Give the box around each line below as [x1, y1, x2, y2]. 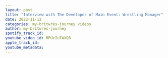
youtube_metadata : [5, 45, 44, 50]
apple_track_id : [5, 40, 39, 45]
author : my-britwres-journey [5, 26, 67, 31]
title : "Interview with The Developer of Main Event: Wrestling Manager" [5, 12, 164, 17]
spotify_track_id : [5, 31, 44, 36]
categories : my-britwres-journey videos [5, 21, 92, 27]
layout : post [5, 7, 33, 13]
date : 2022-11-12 [5, 17, 42, 22]
